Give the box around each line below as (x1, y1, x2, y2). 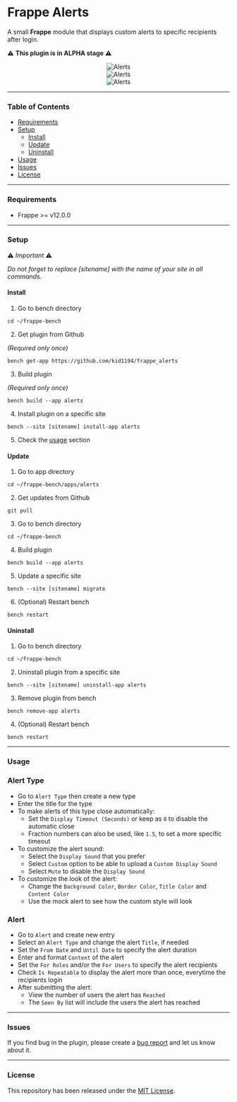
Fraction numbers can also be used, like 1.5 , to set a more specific (28, 829, 222, 838)
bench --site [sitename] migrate (7, 586, 106, 593)
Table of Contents (7, 102, 71, 112)
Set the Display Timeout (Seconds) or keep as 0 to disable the (28, 814, 208, 823)
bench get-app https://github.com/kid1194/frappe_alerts (7, 357, 178, 365)
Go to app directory (17, 468, 75, 476)
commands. (7, 272, 42, 280)
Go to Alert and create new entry (17, 930, 115, 939)
